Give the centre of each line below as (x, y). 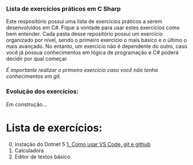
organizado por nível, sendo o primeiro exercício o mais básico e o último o (96, 40)
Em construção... (27, 104)
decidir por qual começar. (37, 59)
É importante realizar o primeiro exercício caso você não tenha (82, 70)
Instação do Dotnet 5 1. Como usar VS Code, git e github (82, 144)
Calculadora (29, 150)
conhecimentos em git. (34, 76)
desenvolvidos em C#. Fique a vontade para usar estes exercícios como (93, 27)
